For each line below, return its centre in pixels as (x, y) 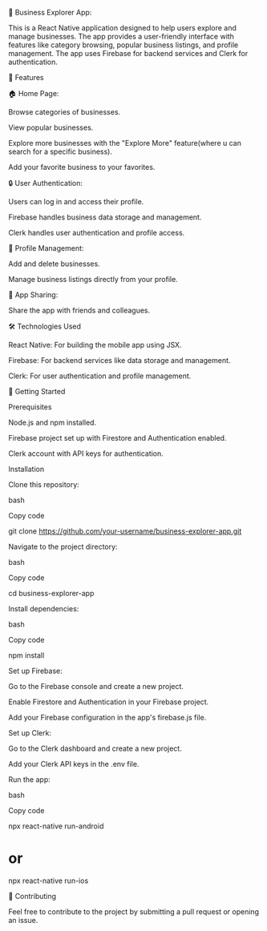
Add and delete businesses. (54, 264)
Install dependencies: (44, 609)
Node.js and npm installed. (53, 422)
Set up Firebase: (35, 671)
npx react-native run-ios (49, 881)
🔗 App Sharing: (33, 295)
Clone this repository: (44, 484)
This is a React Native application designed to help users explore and (122, 28)
